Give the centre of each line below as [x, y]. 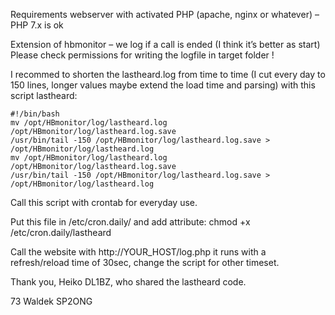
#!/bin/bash [35, 114]
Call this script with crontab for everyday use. [104, 202]
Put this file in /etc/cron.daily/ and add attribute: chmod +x [130, 222]
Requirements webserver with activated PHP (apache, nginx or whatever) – [165, 14]
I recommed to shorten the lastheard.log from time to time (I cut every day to [168, 74]
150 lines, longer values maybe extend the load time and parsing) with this [163, 85]
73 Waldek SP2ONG [51, 301]
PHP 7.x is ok [37, 25]
